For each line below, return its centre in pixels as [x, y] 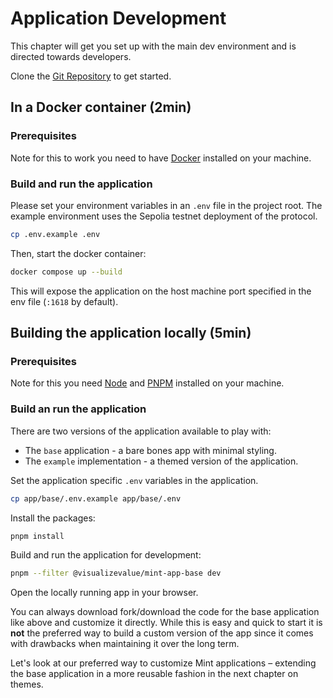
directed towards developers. [71, 56]
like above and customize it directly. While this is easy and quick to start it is [166, 623]
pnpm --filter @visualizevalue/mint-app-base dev [116, 573]
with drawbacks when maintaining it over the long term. [125, 644]
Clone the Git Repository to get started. [91, 76]
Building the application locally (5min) [131, 333]
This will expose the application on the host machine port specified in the [161, 291]
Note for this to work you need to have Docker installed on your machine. [161, 158]
